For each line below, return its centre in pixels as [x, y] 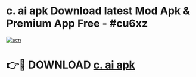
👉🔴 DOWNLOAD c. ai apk [71, 65]
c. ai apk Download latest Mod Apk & [98, 11]
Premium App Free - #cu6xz [77, 23]
